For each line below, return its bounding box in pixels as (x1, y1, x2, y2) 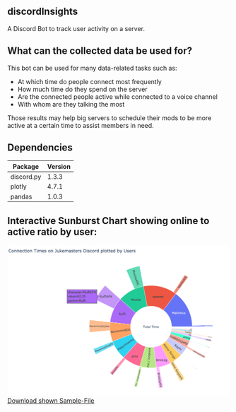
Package (13, 162, 39, 170)
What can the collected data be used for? (7, 45, 193, 57)
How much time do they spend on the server (17, 85, 148, 93)
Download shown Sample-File (7, 396, 95, 405)
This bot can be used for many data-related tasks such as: (7, 64, 178, 72)
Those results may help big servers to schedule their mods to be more (7, 113, 212, 122)
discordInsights (7, 6, 78, 18)
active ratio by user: (7, 225, 98, 237)
